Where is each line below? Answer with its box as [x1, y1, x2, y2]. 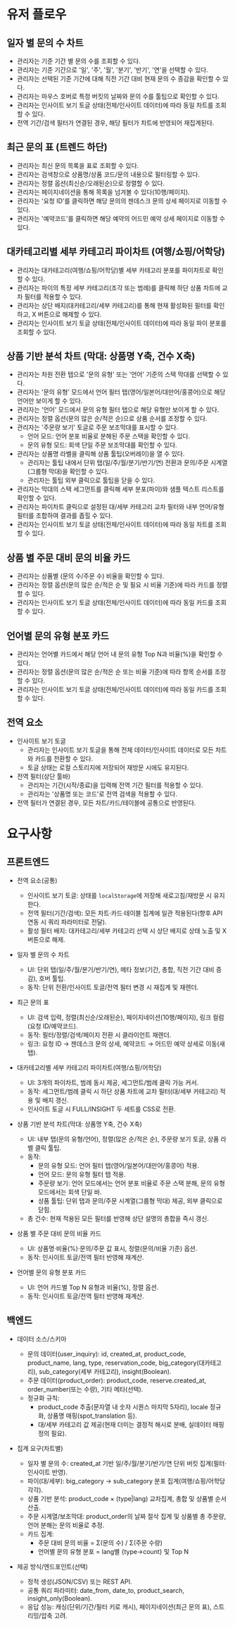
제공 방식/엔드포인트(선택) [16, 1562, 89, 1571]
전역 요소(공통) [16, 876, 58, 885]
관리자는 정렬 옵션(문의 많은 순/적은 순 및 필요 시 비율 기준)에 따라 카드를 [16, 580, 215, 590]
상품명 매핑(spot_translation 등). [47, 1411, 138, 1420]
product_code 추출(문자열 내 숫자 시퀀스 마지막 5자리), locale [37, 1402, 208, 1411]
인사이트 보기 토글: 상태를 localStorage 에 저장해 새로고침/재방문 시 [27, 891, 212, 899]
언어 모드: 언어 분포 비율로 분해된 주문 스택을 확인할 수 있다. [27, 432, 191, 441]
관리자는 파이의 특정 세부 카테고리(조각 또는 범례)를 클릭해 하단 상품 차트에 [16, 283, 221, 292]
